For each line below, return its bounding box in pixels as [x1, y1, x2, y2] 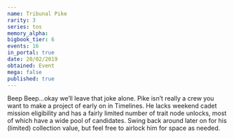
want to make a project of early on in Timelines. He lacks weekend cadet [7, 102, 217, 110]
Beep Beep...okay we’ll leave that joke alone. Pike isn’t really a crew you [7, 94, 214, 103]
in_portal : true [7, 50, 55, 57]
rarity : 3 [7, 17, 36, 24]
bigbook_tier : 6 [7, 36, 55, 43]
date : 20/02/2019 [7, 56, 58, 63]
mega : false [7, 68, 42, 75]
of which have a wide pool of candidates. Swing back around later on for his [7, 117, 227, 125]
